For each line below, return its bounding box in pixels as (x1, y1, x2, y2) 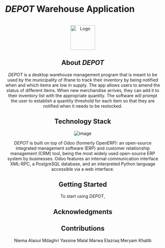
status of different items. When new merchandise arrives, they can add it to (6, 87, 159, 93)
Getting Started (58, 180, 107, 188)
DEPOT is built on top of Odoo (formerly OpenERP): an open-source (14, 140, 152, 146)
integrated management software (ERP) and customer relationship (15, 145, 150, 151)
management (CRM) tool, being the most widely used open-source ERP (10, 150, 155, 156)
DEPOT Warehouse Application (5, 3, 135, 15)
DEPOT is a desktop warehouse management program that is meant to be (8, 71, 158, 77)
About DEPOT (61, 59, 104, 67)
